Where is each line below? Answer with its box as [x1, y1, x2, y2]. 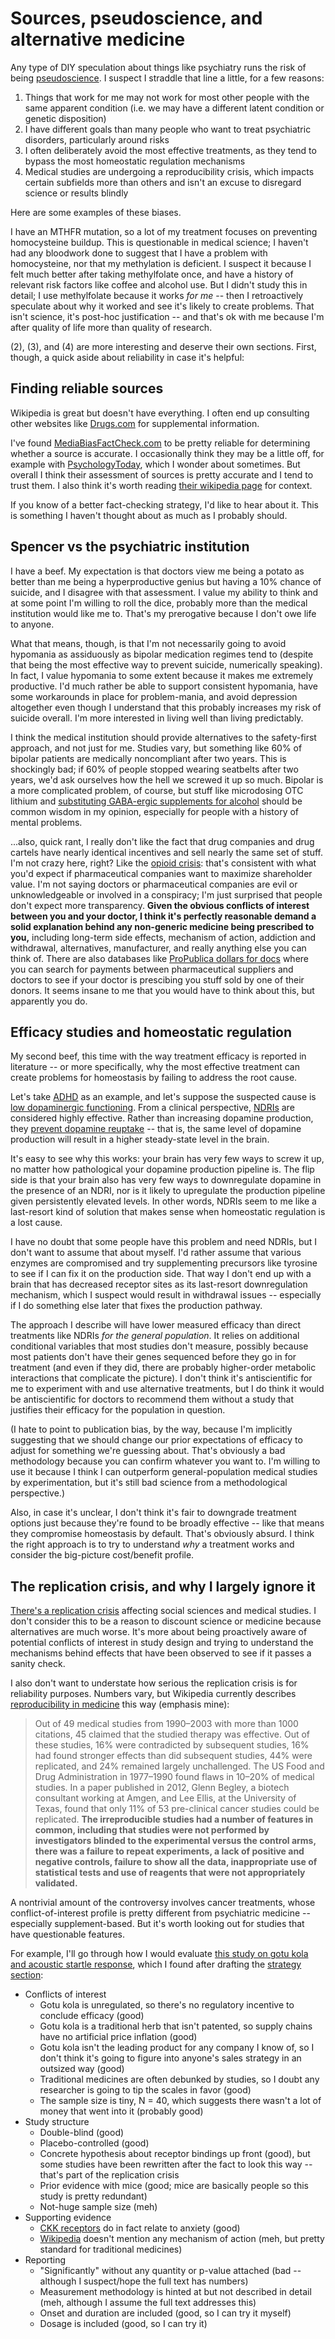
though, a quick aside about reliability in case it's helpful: [10, 351, 245, 363]
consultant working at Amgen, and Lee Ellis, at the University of [34, 1792, 297, 1804]
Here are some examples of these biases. [10, 206, 182, 218]
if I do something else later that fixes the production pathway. [10, 1300, 263, 1312]
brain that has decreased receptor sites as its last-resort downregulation [10, 1278, 308, 1291]
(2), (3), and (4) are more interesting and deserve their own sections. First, [10, 340, 317, 352]
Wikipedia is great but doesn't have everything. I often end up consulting [10, 407, 310, 419]
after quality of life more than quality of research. [10, 321, 213, 333]
